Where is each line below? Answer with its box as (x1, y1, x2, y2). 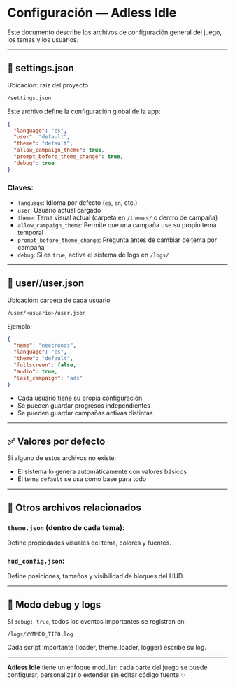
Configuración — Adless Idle (7, 5, 177, 21)
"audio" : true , (13, 368, 58, 375)
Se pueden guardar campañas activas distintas (17, 408, 153, 417)
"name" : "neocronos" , (13, 342, 77, 349)
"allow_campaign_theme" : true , (13, 147, 105, 154)
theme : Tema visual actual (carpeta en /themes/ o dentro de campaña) (17, 213, 218, 222)
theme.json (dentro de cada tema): (7, 522, 125, 532)
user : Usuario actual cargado (17, 206, 101, 214)
